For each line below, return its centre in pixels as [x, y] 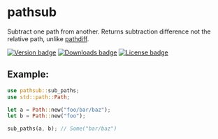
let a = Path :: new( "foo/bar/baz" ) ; [59, 110]
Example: [28, 74]
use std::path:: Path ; [39, 97]
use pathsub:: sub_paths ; [43, 90]
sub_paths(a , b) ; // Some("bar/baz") [62, 129]
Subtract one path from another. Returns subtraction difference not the [109, 31]
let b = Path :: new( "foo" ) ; [46, 116]
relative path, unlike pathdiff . [48, 38]
